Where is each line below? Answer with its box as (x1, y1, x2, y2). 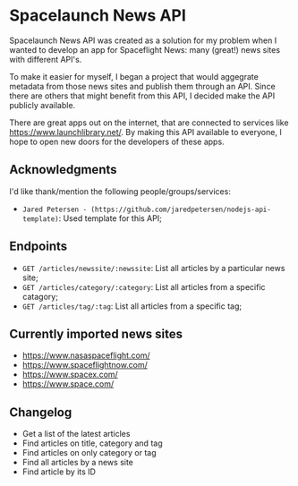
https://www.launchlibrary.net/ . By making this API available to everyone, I (9, 126, 282, 137)
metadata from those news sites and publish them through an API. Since (9, 81, 276, 91)
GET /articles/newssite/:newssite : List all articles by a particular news (21, 262, 285, 273)
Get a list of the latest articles (21, 429, 131, 439)
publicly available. (9, 99, 76, 110)
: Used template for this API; (58, 212, 163, 224)
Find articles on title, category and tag (21, 438, 163, 448)
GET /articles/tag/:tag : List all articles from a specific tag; (21, 301, 243, 311)
